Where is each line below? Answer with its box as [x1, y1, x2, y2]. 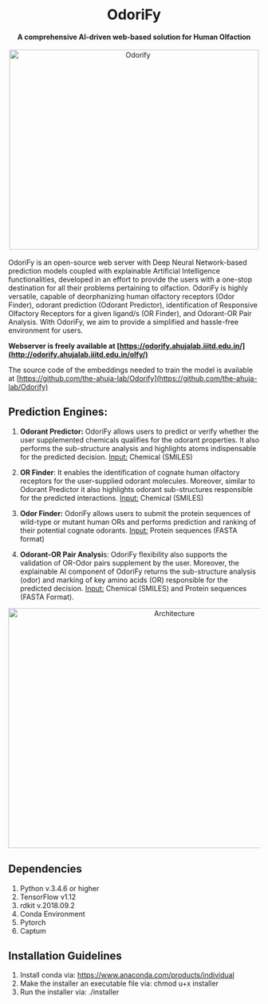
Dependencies [8, 862, 82, 876]
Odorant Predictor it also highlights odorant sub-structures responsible [19, 484, 253, 494]
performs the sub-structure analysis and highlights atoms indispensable [19, 443, 257, 453]
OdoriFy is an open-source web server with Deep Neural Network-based [8, 258, 247, 267]
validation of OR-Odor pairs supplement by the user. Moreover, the [19, 558, 239, 567]
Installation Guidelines [8, 949, 122, 962]
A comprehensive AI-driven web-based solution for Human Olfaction [17, 32, 251, 42]
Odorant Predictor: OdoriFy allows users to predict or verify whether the [19, 426, 259, 436]
